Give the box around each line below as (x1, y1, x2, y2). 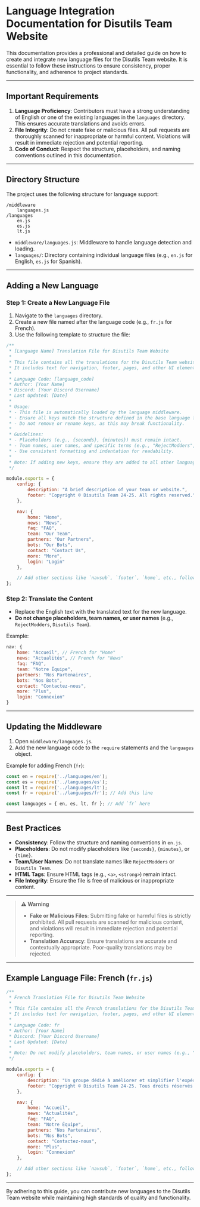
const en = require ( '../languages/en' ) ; (6, 773, 108, 779)
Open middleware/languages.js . (14, 737, 93, 745)
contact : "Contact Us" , (27, 547, 86, 553)
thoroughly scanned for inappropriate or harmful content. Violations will (14, 133, 190, 140)
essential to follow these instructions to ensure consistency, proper (6, 62, 171, 69)
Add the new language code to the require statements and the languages (14, 744, 194, 751)
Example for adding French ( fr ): (6, 762, 85, 769)
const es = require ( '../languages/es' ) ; (6, 779, 108, 785)
